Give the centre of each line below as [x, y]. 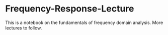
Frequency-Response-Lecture [70, 9]
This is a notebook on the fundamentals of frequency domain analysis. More [84, 22]
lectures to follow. [24, 27]
